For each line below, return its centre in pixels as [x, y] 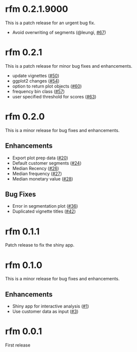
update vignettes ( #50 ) [36, 76]
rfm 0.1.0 [24, 265]
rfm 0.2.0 [25, 117]
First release [18, 345]
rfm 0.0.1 [23, 331]
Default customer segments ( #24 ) [47, 163]
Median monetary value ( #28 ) [43, 178]
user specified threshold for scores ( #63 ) [54, 96]
